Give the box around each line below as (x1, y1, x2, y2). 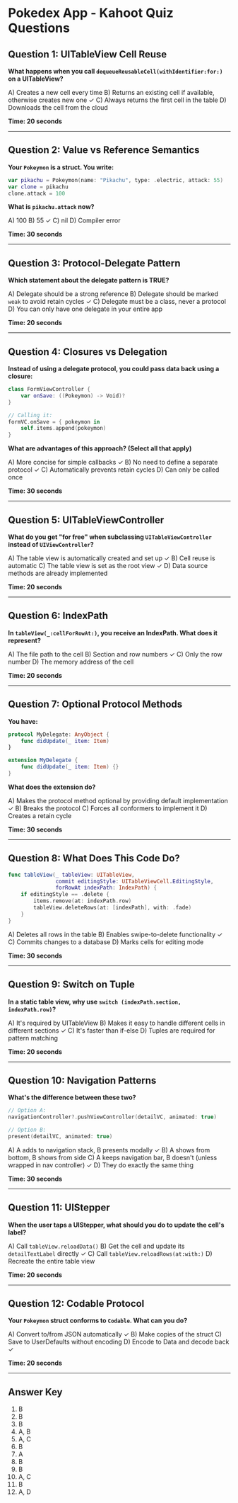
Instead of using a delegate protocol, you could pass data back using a (8, 365, 220, 373)
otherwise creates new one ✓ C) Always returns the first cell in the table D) (8, 96, 227, 104)
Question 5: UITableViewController (8, 514, 165, 526)
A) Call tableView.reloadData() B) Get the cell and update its (8, 1242, 185, 1250)
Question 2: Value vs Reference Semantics (8, 144, 200, 157)
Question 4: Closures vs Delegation (8, 346, 168, 358)
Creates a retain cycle (8, 811, 72, 819)
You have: (8, 717, 38, 725)
